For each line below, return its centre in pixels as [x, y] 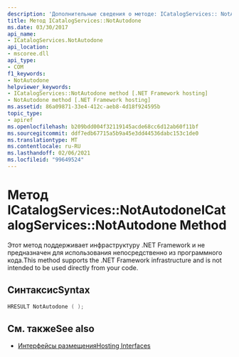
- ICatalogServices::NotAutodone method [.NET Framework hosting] [108, 93]
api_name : [22, 34]
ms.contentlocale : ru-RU [44, 147]
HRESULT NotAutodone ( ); [46, 306]
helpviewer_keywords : [39, 87]
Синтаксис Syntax [49, 290]
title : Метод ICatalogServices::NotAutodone [74, 21]
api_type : [22, 61]
